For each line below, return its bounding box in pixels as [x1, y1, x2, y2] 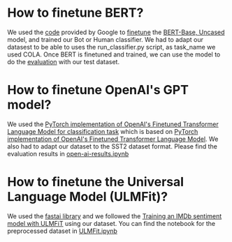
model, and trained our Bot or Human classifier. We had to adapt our [7, 35, 204, 43]
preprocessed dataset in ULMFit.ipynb [7, 227, 117, 235]
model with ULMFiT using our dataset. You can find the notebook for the [7, 219, 215, 227]
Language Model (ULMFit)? [7, 189, 168, 205]
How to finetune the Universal [7, 174, 184, 190]
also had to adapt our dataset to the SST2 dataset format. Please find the [7, 142, 218, 151]
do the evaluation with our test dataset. [7, 57, 120, 66]
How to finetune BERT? [7, 5, 144, 21]
